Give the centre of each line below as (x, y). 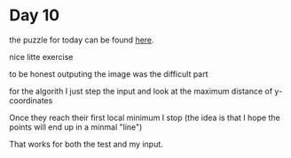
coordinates (31, 100)
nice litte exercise (41, 56)
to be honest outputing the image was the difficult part (109, 74)
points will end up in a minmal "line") (76, 127)
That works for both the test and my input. (87, 144)
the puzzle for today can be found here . (82, 40)
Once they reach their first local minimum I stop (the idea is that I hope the (145, 117)
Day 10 (35, 15)
